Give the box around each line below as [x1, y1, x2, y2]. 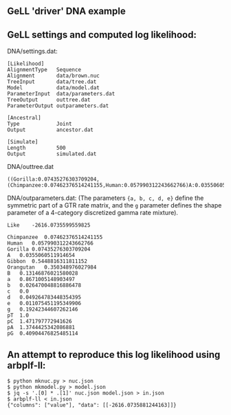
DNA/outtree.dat [7, 163, 54, 171]
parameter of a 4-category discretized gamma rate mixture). [7, 209, 179, 217]
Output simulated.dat [7, 150, 97, 157]
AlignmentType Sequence [7, 67, 81, 74]
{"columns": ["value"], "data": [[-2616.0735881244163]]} [7, 402, 177, 409]
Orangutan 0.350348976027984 [7, 264, 97, 271]
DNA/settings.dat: [7, 47, 58, 56]
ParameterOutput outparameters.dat [7, 102, 109, 109]
